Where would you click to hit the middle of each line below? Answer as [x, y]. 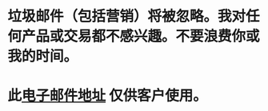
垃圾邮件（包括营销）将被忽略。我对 [127, 16]
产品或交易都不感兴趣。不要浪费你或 [141, 36]
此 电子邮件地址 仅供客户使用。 [107, 96]
